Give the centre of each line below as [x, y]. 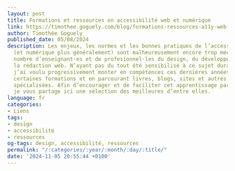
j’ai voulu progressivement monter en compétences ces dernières [111, 72]
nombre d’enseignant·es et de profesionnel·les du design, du [106, 59]
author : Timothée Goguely [45, 33]
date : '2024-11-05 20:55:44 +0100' [59, 157]
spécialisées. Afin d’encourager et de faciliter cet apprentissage [115, 85]
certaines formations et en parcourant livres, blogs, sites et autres [120, 79]
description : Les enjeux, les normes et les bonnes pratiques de [104, 46]
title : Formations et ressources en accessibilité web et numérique [109, 20]
